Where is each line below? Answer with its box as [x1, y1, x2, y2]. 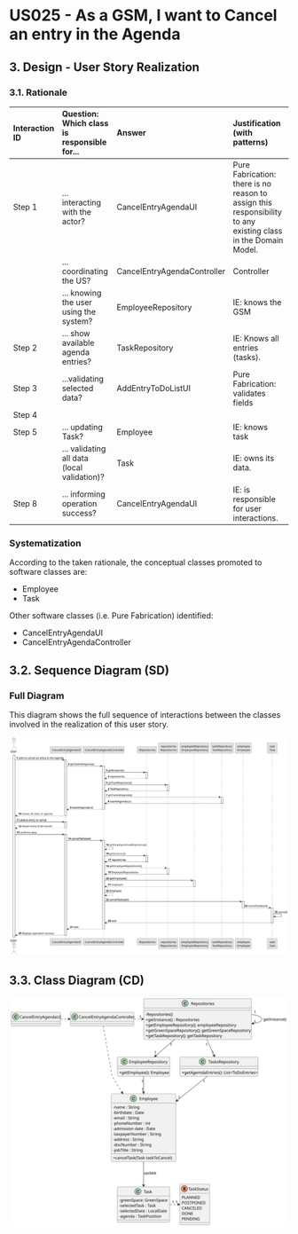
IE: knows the [232, 297, 282, 308]
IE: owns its [232, 453, 275, 464]
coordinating [61, 265, 108, 276]
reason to [232, 187, 268, 198]
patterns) [232, 137, 269, 147]
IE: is [232, 484, 251, 495]
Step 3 [12, 383, 37, 394]
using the [61, 307, 96, 318]
